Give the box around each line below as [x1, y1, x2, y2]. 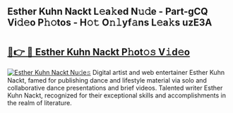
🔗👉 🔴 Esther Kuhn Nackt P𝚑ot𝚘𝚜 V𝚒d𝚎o [7, 46, 191, 58]
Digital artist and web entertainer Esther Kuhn [92, 69, 225, 76]
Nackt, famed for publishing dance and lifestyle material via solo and [7, 76, 207, 84]
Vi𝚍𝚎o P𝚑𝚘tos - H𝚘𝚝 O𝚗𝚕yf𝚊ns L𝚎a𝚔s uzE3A [7, 17, 213, 29]
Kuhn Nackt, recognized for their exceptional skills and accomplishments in [7, 91, 226, 100]
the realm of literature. [7, 99, 72, 107]
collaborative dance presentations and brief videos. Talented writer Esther [7, 84, 223, 92]
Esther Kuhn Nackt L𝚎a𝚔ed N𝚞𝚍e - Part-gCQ [7, 6, 208, 18]
